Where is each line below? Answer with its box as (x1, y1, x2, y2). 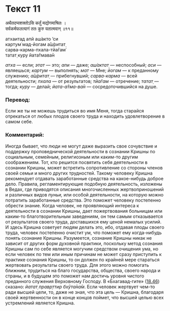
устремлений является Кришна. (5, 300, 75, 306)
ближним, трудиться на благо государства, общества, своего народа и (5, 267, 161, 273)
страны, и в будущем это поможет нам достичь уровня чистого (5, 273, 145, 279)
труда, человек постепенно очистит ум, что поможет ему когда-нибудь (5, 230, 162, 236)
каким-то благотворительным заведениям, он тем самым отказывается (5, 213, 163, 219)
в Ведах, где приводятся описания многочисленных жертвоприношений (5, 186, 164, 192)
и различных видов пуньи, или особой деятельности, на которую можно (5, 191, 164, 197)
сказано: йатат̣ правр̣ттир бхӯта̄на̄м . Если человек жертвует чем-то (5, 284, 155, 290)
